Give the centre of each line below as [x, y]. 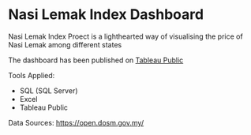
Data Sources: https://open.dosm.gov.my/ [76, 122]
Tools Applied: [32, 75]
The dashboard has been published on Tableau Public [96, 60]
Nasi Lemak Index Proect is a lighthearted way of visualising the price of [126, 36]
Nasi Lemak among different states [65, 44]
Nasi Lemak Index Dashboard [106, 15]
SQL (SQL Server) [49, 90]
